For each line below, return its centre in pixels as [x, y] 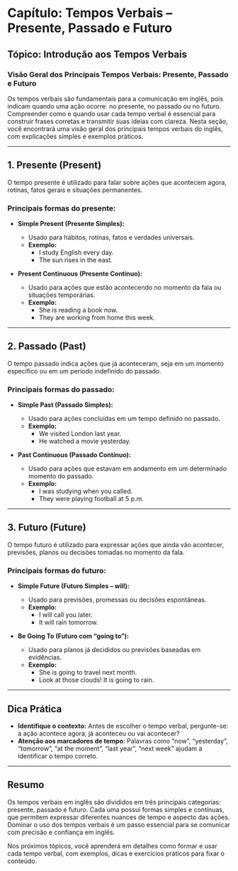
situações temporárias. [62, 295]
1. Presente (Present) [54, 165]
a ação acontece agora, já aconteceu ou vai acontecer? [98, 734]
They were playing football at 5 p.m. [91, 499]
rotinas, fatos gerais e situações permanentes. [75, 190]
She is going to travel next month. [88, 673]
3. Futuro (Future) [47, 528]
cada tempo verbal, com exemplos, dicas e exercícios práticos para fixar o [116, 853]
